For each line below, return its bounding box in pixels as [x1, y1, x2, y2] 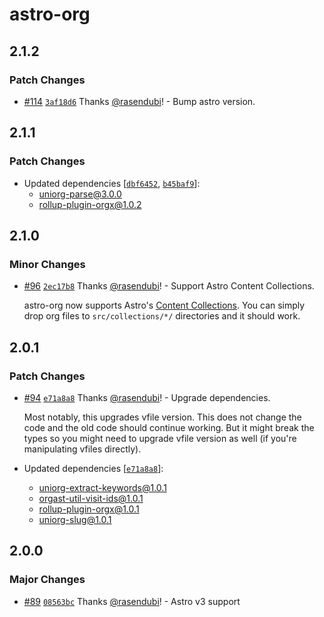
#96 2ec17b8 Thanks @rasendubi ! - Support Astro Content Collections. [23, 280, 315, 292]
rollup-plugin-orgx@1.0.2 [38, 198, 142, 210]
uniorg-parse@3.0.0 [38, 188, 122, 200]
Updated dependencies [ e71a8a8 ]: [23, 462, 164, 474]
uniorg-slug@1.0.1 [38, 513, 112, 525]
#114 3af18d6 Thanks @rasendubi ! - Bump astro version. [23, 95, 256, 107]
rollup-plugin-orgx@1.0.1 [38, 503, 140, 515]
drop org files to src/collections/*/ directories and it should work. [23, 310, 301, 322]
